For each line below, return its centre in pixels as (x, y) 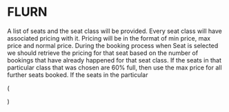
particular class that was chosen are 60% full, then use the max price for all (114, 67)
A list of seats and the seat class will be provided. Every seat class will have (115, 31)
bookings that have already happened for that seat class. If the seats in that (114, 60)
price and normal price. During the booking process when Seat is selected (113, 45)
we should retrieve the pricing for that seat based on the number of (103, 53)
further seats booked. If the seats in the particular (78, 75)
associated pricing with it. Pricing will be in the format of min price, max (109, 38)
